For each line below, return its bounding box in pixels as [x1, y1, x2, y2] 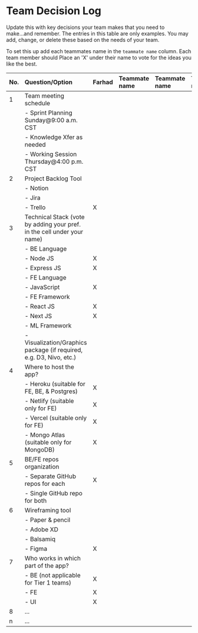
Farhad [93, 78, 113, 86]
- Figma [24, 544, 48, 553]
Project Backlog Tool [24, 174, 82, 183]
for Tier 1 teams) [24, 578, 72, 586]
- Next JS [24, 311, 52, 320]
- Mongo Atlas [24, 430, 65, 439]
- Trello [24, 203, 46, 211]
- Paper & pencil [24, 515, 71, 524]
